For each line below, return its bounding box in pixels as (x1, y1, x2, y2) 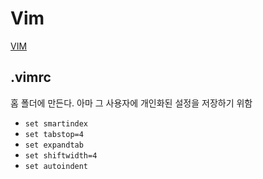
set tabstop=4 (24, 129, 84, 139)
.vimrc (10, 69, 52, 86)
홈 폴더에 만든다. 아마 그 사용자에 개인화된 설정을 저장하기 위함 (10, 97, 253, 109)
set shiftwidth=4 (24, 150, 98, 161)
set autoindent (24, 161, 89, 171)
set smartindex (24, 118, 89, 129)
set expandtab (24, 140, 84, 150)
